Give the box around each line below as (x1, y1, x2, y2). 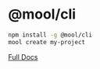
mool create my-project (8, 38, 86, 46)
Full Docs (8, 52, 38, 61)
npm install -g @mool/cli (8, 31, 92, 39)
